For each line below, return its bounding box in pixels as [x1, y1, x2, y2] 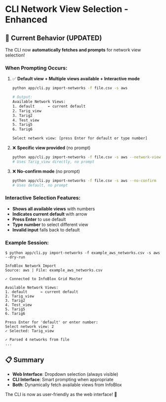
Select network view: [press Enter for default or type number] [12, 136, 148, 141]
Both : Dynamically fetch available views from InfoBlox [12, 382, 122, 388]
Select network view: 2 [5, 324, 54, 329]
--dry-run [5, 255, 26, 260]
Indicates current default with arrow [12, 211, 87, 217]
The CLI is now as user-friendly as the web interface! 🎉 [5, 391, 118, 397]
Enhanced [5, 14, 48, 25]
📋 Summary [5, 355, 44, 364]
